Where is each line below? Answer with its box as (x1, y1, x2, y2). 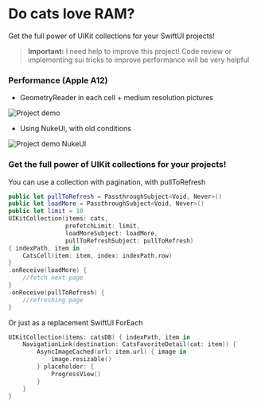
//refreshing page (22, 296, 84, 304)
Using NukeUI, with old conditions (19, 124, 131, 134)
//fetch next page (22, 274, 84, 282)
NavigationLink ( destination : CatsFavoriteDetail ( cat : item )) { (22, 340, 237, 348)
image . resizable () (50, 356, 112, 363)
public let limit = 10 (8, 208, 84, 216)
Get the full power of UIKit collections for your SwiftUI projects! (8, 31, 215, 41)
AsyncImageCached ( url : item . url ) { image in (37, 348, 187, 356)
